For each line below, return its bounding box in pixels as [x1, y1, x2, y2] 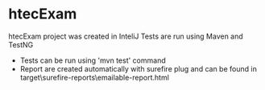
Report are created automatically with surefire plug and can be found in [19, 63, 258, 73]
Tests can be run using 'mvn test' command [19, 55, 167, 65]
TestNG [8, 39, 34, 49]
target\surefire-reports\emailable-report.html [19, 72, 169, 82]
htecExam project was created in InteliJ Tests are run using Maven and [8, 31, 243, 41]
